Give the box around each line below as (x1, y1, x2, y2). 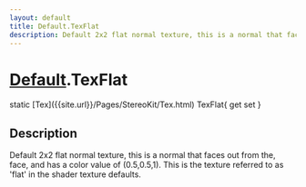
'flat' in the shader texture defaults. (9, 169, 141, 180)
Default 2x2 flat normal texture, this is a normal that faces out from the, (9, 150, 276, 161)
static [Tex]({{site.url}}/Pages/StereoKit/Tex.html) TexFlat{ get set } (9, 99, 261, 110)
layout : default (9, 13, 71, 23)
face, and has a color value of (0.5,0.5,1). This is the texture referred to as (9, 160, 284, 171)
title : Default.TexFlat (9, 22, 100, 31)
